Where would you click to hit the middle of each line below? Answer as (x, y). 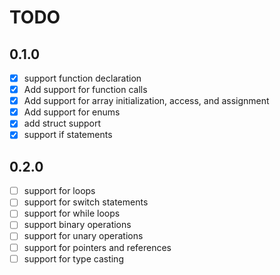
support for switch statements (86, 202)
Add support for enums (72, 112)
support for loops (59, 191)
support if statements (68, 135)
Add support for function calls (85, 90)
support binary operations (77, 225)
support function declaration (82, 78)
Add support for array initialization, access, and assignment (146, 101)
